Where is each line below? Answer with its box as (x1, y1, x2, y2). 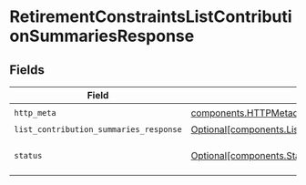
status (14, 150, 43, 160)
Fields (9, 62, 46, 77)
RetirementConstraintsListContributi (9, 6, 293, 27)
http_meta (14, 108, 56, 118)
